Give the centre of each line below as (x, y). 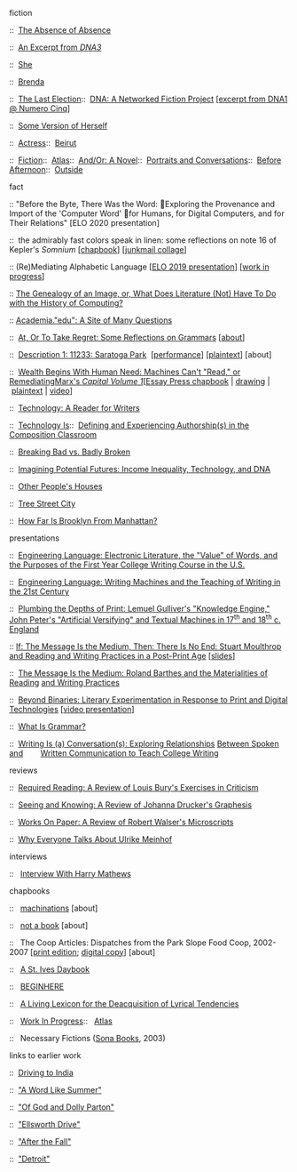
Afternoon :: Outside (46, 169)
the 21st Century (39, 591)
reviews (23, 770)
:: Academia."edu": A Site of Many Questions (91, 320)
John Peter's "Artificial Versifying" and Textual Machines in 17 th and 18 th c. (145, 619)
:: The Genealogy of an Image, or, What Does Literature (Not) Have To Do (143, 293)
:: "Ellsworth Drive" (45, 1124)
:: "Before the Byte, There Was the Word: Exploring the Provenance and (142, 204)
